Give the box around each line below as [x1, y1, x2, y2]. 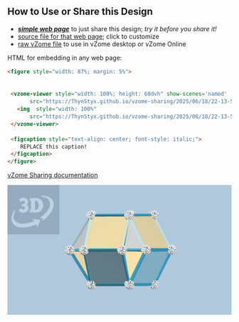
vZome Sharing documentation [7, 171, 98, 180]
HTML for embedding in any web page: [7, 53, 122, 62]
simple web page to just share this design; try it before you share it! [17, 24, 217, 33]
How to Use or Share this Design [7, 6, 153, 18]
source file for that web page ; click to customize [17, 32, 160, 41]
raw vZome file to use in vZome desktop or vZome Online [17, 39, 186, 48]
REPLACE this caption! [20, 143, 87, 150]
